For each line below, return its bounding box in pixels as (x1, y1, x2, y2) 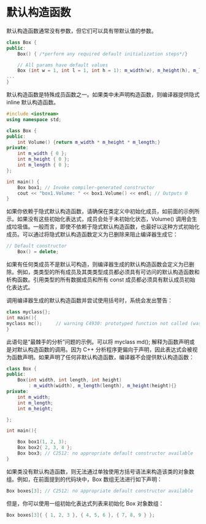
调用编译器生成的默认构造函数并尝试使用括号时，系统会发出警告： (6, 297, 173, 304)
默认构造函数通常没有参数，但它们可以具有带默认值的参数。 (6, 27, 157, 34)
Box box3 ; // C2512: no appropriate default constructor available (17, 450, 193, 456)
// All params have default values (17, 62, 109, 68)
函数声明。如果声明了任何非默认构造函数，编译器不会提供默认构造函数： (11, 353, 194, 361)
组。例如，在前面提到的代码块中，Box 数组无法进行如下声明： (6, 475, 162, 483)
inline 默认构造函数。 (6, 99, 59, 106)
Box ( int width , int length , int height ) (17, 377, 122, 383)
